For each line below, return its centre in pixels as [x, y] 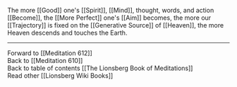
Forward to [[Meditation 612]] [50, 53]
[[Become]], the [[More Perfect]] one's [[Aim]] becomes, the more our [109, 18]
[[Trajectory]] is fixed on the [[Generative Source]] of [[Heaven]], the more [116, 25]
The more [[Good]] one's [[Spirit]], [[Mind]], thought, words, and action [111, 10]
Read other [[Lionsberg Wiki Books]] [60, 76]
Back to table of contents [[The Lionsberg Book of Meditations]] [100, 68]
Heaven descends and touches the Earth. [67, 33]
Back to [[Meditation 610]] [45, 60]
